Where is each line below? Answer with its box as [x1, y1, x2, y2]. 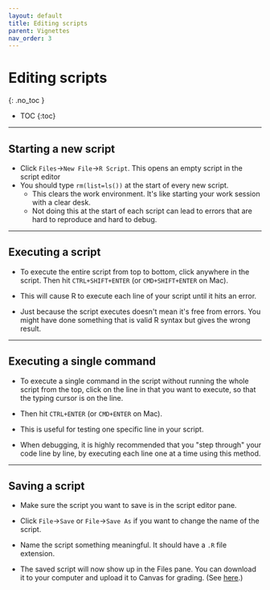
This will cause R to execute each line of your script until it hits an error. [19, 291, 257, 300]
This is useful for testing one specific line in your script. [19, 424, 204, 434]
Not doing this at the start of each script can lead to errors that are [31, 206, 253, 216]
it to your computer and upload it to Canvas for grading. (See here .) [19, 573, 243, 583]
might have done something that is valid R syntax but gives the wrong [19, 315, 251, 324]
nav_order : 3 [8, 34, 52, 43]
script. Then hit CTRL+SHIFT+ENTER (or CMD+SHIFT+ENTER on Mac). [19, 275, 229, 285]
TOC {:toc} [19, 111, 56, 121]
